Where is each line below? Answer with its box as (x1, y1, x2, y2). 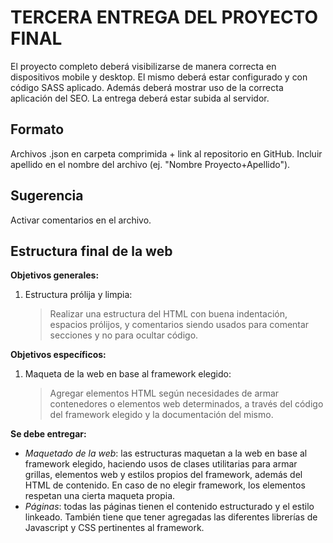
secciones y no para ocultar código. (49, 329, 199, 341)
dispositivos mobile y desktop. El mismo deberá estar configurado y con (10, 71, 308, 83)
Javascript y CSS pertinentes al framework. (24, 522, 205, 534)
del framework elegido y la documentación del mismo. (49, 409, 274, 421)
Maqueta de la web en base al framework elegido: (24, 368, 232, 380)
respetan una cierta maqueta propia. (24, 490, 176, 502)
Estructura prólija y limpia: (24, 289, 133, 301)
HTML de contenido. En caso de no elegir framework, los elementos (24, 479, 306, 491)
